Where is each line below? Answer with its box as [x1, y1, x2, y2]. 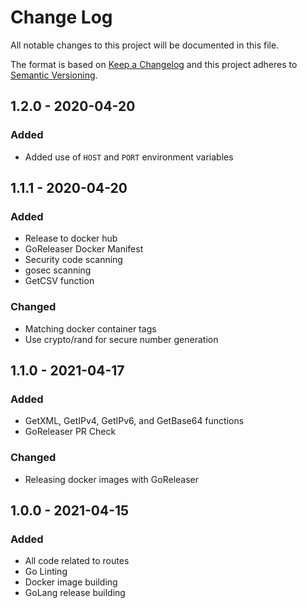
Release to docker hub [24, 232, 118, 245]
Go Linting [24, 566, 68, 578]
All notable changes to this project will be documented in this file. [10, 39, 280, 51]
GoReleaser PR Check [24, 426, 117, 438]
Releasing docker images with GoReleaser [24, 473, 200, 485]
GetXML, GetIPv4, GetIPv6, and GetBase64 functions [24, 415, 245, 427]
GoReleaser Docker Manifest [24, 243, 144, 255]
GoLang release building [24, 587, 126, 599]
